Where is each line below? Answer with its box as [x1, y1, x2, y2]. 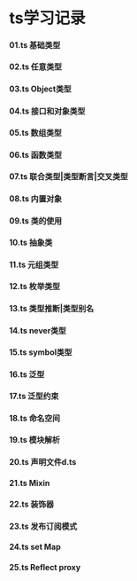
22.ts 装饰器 [9, 499, 55, 510]
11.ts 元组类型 [9, 259, 59, 270]
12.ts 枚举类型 [9, 281, 60, 292]
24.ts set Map [9, 542, 62, 553]
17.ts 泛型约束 [9, 391, 59, 402]
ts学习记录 [9, 8, 86, 28]
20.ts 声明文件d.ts [9, 457, 77, 467]
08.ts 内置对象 [9, 192, 63, 204]
